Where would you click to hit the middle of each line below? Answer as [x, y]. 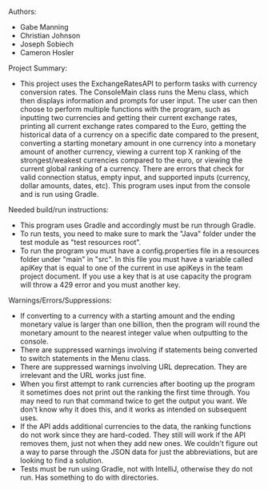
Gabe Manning [44, 27]
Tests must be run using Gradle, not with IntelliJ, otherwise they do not [136, 469]
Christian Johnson [50, 36]
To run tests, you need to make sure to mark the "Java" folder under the [138, 234]
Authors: [22, 12]
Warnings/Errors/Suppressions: [60, 300]
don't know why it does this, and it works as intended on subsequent [133, 409]
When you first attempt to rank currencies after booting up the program [137, 384]
